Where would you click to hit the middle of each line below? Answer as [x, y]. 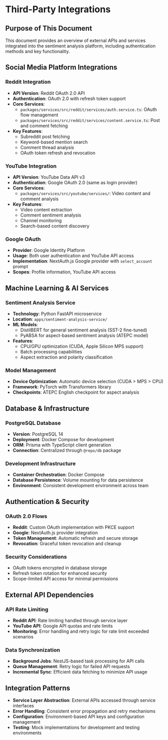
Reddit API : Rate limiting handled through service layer [70, 620]
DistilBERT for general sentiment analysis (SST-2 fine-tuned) [84, 330]
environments [27, 733]
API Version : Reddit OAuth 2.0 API [49, 93]
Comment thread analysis [47, 147]
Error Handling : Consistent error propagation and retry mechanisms [84, 711]
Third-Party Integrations [58, 9]
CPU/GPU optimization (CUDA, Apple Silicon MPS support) [82, 346]
